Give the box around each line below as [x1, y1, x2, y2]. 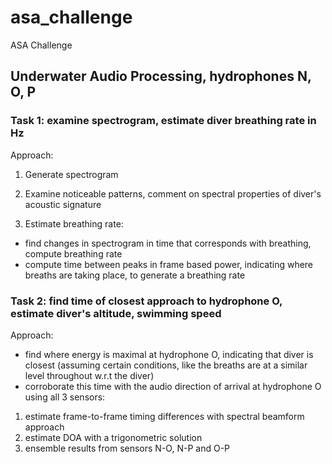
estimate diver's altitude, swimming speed [10, 306, 222, 320]
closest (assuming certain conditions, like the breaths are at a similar [24, 359, 308, 371]
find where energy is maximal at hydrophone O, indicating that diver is [24, 348, 314, 360]
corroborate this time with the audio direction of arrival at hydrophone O [24, 380, 322, 392]
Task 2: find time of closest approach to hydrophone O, [10, 294, 283, 308]
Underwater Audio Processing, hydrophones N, [10, 68, 312, 85]
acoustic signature [24, 198, 102, 210]
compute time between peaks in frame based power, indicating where [24, 258, 314, 270]
